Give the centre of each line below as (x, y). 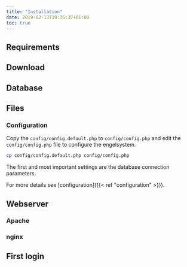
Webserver (27, 204)
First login (25, 256)
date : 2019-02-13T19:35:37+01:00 (48, 17)
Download (25, 67)
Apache (18, 221)
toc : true (19, 23)
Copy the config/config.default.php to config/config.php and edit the (93, 138)
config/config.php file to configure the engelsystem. (71, 145)
